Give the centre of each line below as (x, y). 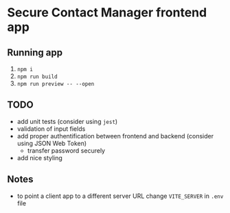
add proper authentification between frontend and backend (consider (115, 136)
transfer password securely (66, 150)
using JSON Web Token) (52, 143)
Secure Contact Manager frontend (107, 13)
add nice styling (40, 158)
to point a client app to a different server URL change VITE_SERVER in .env (120, 196)
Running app (35, 52)
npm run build (37, 77)
